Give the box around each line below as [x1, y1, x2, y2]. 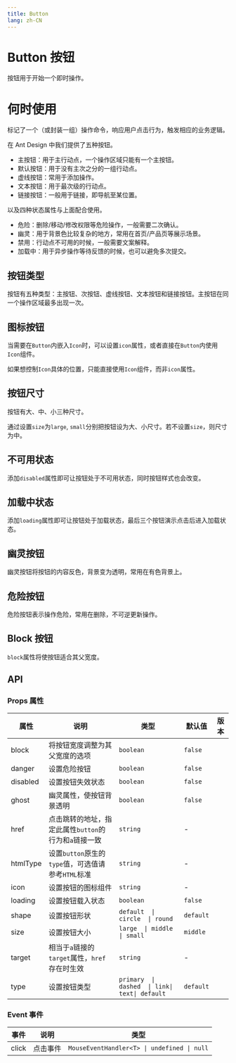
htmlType [11, 858, 42, 868]
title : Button [7, 10, 49, 18]
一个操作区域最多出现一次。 [7, 298, 88, 307]
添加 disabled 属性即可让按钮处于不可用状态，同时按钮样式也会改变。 [7, 473, 205, 482]
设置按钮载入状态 [48, 896, 105, 905]
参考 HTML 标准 [48, 870, 91, 879]
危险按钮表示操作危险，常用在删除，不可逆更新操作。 [7, 610, 162, 619]
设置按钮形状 [48, 910, 91, 920]
